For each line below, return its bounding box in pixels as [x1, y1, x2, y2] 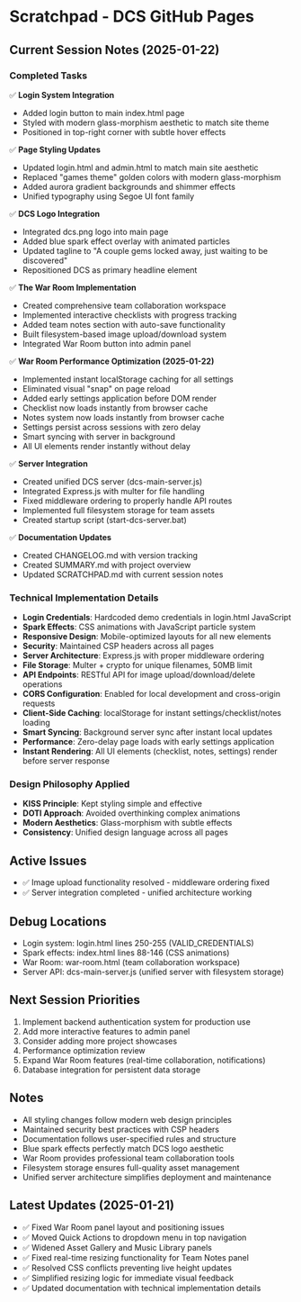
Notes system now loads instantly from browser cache [22, 411, 225, 422]
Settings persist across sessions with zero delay [22, 421, 201, 432]
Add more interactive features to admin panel [22, 1026, 190, 1036]
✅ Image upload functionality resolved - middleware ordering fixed [22, 877, 270, 888]
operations [22, 679, 63, 690]
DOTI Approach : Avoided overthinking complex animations [22, 808, 241, 818]
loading [22, 718, 51, 728]
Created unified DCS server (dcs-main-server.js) [22, 475, 203, 487]
